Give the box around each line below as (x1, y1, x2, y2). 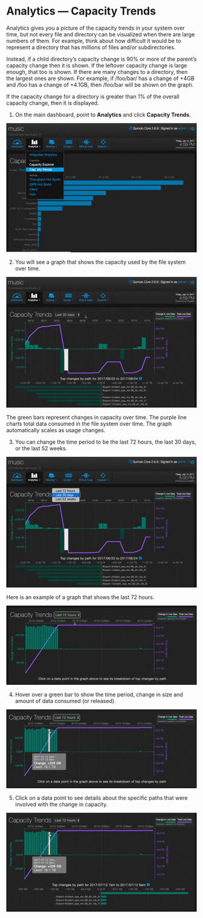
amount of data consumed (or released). (14, 697, 116, 704)
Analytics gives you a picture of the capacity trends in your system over (6, 24, 185, 32)
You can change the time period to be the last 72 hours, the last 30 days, (14, 438, 196, 445)
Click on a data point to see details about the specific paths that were (14, 794, 188, 801)
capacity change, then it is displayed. (6, 99, 99, 107)
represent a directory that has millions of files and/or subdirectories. (6, 44, 176, 51)
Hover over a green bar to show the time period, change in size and (14, 691, 183, 698)
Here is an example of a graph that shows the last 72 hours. (6, 594, 155, 601)
